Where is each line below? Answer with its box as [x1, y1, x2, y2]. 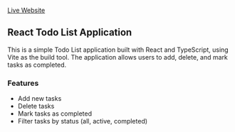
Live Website [7, 6, 46, 14]
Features [7, 78, 39, 88]
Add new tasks [17, 94, 62, 103]
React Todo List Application [7, 26, 132, 38]
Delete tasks [17, 102, 55, 111]
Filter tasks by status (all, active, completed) [17, 117, 148, 126]
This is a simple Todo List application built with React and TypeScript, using [7, 45, 229, 54]
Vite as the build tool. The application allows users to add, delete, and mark [7, 53, 228, 61]
